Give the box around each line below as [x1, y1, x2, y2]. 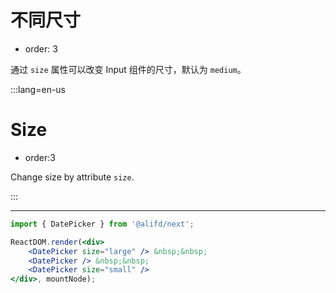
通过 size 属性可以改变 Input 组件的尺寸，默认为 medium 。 [10, 63, 247, 75]
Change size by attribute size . [10, 171, 135, 183]
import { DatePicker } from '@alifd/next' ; [10, 219, 195, 229]
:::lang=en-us [10, 83, 67, 95]
